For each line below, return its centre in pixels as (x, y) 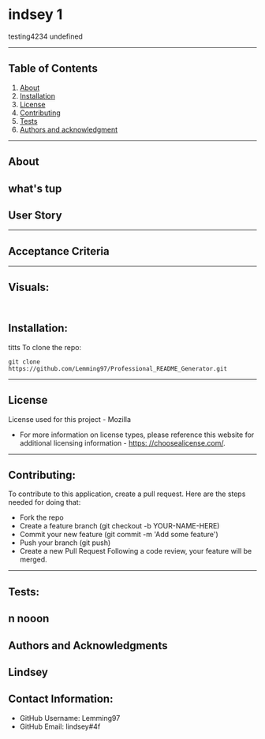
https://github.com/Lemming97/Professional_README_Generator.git (118, 368)
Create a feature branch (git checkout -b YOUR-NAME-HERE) (119, 526)
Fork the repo (42, 517)
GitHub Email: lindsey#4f (60, 726)
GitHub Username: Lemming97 (70, 718)
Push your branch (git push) (65, 543)
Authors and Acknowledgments (88, 646)
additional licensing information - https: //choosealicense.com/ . (123, 442)
